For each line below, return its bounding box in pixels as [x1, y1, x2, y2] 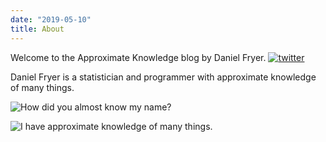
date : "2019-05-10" [10, 14, 92, 25]
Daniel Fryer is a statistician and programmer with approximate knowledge [10, 71, 317, 83]
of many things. [10, 81, 75, 93]
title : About [10, 24, 65, 34]
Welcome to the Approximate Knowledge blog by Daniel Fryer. [10, 51, 267, 63]
